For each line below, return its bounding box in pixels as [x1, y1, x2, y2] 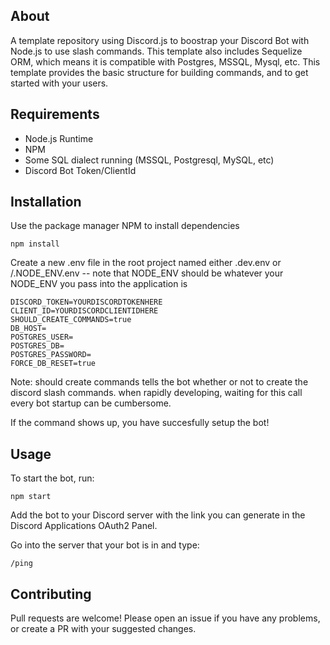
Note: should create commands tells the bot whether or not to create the [10, 376, 309, 388]
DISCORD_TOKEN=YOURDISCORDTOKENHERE [10, 297, 163, 308]
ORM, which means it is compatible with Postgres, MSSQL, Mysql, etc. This [10, 55, 321, 68]
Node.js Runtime [24, 132, 94, 144]
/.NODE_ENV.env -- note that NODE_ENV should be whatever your [10, 267, 284, 279]
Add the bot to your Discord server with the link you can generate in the [10, 509, 306, 521]
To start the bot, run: [10, 472, 95, 484]
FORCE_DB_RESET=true [10, 359, 97, 369]
